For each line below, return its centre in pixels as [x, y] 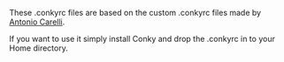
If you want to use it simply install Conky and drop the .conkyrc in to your [142, 39]
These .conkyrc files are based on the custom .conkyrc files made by [135, 13]
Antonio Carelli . [37, 22]
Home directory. [38, 48]
